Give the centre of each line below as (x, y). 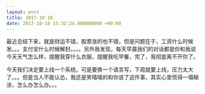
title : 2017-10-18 (30, 18)
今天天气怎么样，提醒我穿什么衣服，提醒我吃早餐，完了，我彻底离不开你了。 (103, 57)
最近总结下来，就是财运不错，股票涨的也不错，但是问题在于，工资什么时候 (100, 42)
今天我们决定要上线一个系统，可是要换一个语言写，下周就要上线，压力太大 (100, 70)
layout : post (23, 12)
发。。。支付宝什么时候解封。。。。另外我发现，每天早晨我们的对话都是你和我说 (101, 49)
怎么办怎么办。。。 (38, 85)
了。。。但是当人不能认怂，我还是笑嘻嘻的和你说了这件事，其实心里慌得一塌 (100, 78)
